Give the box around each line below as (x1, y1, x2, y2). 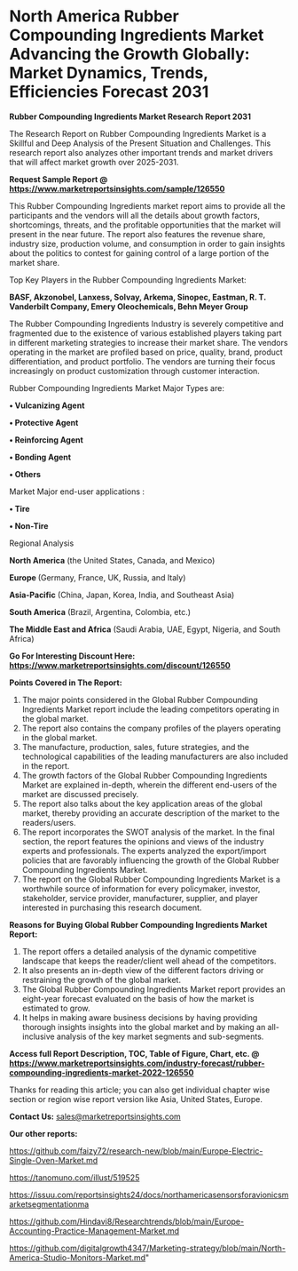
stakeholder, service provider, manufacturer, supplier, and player (21, 892, 259, 903)
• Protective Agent (9, 417, 79, 428)
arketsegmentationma (9, 1198, 90, 1210)
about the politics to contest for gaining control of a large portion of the (9, 247, 270, 259)
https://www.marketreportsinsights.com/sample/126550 (9, 183, 225, 194)
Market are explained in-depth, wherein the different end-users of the (21, 779, 278, 790)
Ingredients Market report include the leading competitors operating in (21, 704, 279, 715)
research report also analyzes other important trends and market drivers (9, 147, 273, 157)
